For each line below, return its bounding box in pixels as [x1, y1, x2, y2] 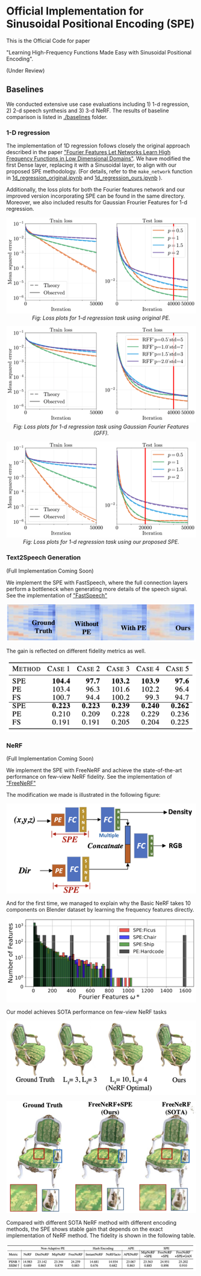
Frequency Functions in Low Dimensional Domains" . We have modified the [6, 155, 191, 163]
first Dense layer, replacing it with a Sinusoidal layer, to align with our [6, 161, 177, 169]
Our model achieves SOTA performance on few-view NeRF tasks [6, 1008, 167, 1016]
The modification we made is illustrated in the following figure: [6, 791, 161, 798]
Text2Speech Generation [6, 553, 81, 562]
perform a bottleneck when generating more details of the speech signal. [6, 585, 188, 593]
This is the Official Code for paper [6, 37, 90, 44]
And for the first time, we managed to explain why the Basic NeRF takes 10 [6, 899, 191, 907]
